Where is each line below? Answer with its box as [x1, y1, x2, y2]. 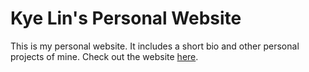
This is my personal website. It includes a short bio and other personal [10, 40, 300, 52]
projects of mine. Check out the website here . [10, 50, 199, 62]
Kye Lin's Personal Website [10, 7, 242, 30]
